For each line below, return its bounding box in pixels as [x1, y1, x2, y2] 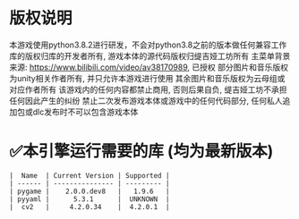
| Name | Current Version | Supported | [9, 171, 170, 180]
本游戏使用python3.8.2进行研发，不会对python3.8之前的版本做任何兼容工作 [9, 39, 287, 50]
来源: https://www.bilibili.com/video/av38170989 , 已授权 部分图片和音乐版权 [9, 62, 289, 72]
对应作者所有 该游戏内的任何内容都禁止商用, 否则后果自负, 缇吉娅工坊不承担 [9, 84, 287, 95]
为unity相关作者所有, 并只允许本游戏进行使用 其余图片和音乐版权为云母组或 [9, 72, 286, 83]
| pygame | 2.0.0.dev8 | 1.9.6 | [9, 187, 170, 196]
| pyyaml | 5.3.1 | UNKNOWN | [9, 194, 170, 204]
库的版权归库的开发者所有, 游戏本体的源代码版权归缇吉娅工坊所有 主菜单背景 [9, 50, 291, 61]
